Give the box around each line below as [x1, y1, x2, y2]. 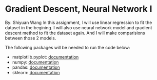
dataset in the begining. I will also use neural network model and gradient [5, 24, 152, 30]
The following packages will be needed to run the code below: [5, 44, 130, 50]
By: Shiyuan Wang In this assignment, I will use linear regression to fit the [5, 20, 152, 25]
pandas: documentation [12, 64, 60, 70]
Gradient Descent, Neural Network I [5, 3, 153, 15]
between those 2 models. [5, 35, 56, 41]
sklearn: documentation [12, 69, 60, 75]
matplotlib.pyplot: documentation [12, 54, 79, 60]
